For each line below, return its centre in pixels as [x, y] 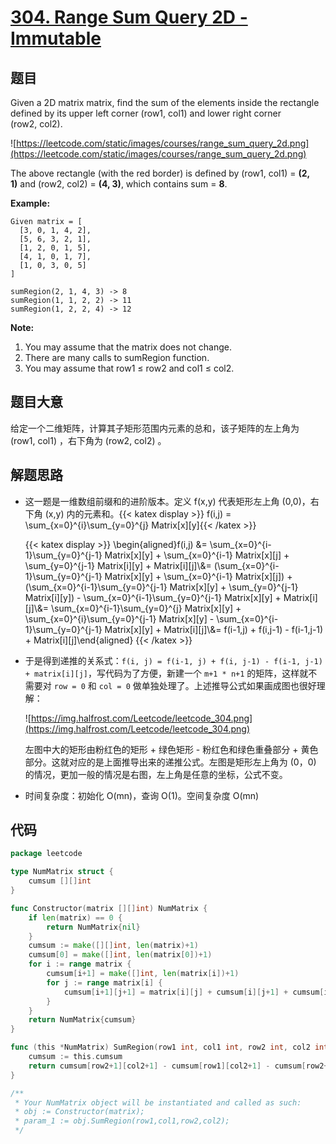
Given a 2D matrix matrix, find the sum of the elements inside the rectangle [165, 102]
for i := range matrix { [80, 964]
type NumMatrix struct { [62, 872]
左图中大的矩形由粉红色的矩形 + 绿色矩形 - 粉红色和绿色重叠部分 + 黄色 [171, 749]
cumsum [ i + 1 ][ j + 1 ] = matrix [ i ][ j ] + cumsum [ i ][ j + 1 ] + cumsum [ [194, 992]
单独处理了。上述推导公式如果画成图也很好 [229, 685]
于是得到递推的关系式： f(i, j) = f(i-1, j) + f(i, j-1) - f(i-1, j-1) [173, 660]
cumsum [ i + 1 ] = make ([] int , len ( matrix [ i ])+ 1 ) [143, 974]
